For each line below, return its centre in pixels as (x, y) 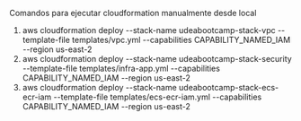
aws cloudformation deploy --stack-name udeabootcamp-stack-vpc (149, 30)
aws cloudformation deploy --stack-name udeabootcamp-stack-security (157, 59)
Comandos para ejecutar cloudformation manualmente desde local (133, 13)
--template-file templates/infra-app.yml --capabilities (121, 68)
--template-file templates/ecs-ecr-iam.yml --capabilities (158, 97)
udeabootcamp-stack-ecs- (229, 87)
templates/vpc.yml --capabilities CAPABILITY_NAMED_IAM (181, 40)
